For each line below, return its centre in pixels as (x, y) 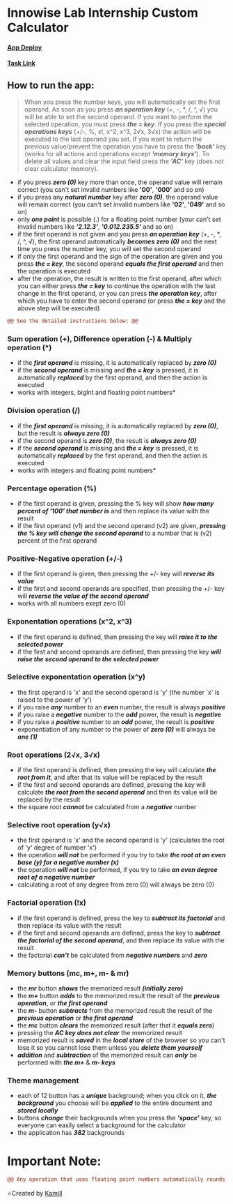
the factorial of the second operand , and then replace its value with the (121, 940)
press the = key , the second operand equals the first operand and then (120, 264)
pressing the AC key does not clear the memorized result (100, 1033)
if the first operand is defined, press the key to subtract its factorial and (121, 918)
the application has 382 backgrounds (71, 1133)
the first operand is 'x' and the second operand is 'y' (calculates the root (121, 840)
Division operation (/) (44, 411)
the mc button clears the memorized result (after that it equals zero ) (116, 1025)
